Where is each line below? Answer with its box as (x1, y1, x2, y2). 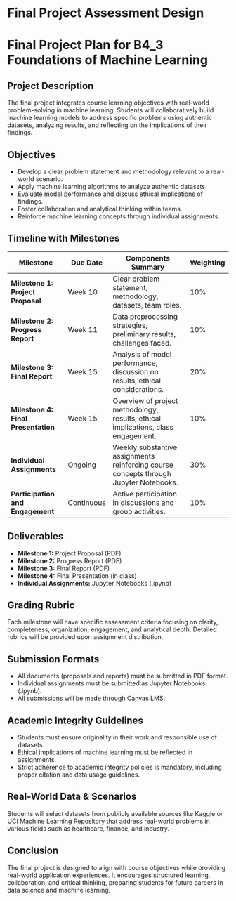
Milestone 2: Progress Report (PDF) (17, 556, 122, 565)
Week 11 (67, 324, 98, 334)
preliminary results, (112, 329, 176, 338)
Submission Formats (7, 653, 100, 665)
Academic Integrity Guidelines (7, 714, 144, 726)
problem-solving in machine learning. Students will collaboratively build (7, 106, 214, 114)
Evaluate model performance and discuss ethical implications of (17, 190, 204, 198)
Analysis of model (112, 349, 172, 359)
